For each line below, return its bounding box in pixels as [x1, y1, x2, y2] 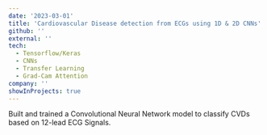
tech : [8, 42, 27, 50]
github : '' [8, 27, 45, 35]
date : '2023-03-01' [8, 11, 74, 20]
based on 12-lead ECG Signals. [8, 118, 111, 128]
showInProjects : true [8, 86, 81, 95]
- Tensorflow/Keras [15, 49, 81, 57]
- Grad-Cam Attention [15, 72, 89, 80]
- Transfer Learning [15, 65, 85, 73]
